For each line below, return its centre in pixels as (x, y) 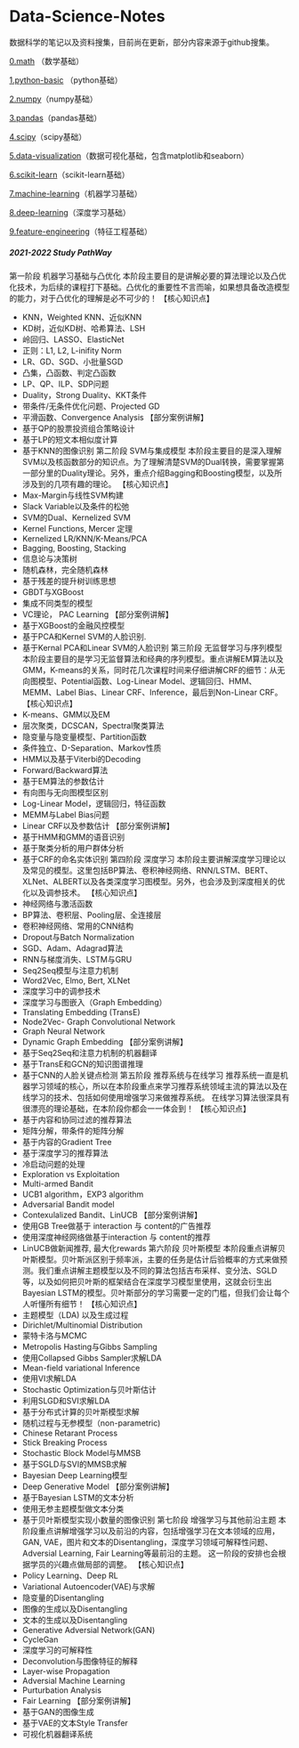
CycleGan (40, 1639)
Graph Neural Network (63, 1031)
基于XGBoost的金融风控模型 (73, 625)
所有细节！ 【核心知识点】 (94, 1304)
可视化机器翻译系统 (57, 1734)
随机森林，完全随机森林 (65, 569)
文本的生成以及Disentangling (75, 1620)
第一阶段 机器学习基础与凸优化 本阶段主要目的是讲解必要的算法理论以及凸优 (148, 276)
